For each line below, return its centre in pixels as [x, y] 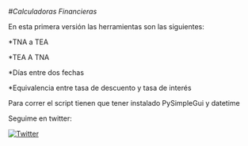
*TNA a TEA [29, 42]
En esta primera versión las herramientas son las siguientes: [106, 26]
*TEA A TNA [29, 57]
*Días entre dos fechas [46, 73]
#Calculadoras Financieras [53, 11]
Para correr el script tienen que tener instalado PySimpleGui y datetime [124, 103]
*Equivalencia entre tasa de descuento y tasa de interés [100, 88]
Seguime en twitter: [40, 118]
